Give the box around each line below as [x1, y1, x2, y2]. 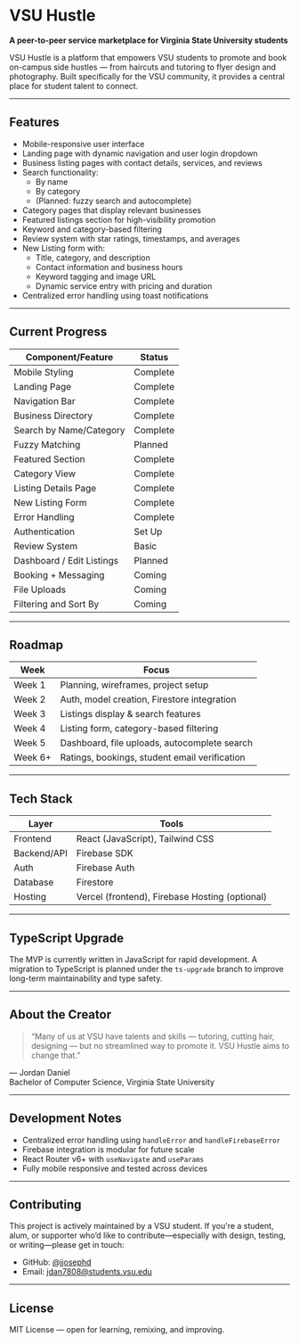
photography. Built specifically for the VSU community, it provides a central [9, 70, 285, 81]
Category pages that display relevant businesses [21, 204, 202, 215]
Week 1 [13, 679, 46, 691]
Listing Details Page [13, 482, 97, 494]
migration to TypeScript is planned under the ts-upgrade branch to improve [9, 964, 285, 974]
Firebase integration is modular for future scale [21, 1143, 195, 1155]
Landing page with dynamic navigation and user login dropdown [21, 148, 258, 159]
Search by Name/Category [13, 424, 126, 436]
